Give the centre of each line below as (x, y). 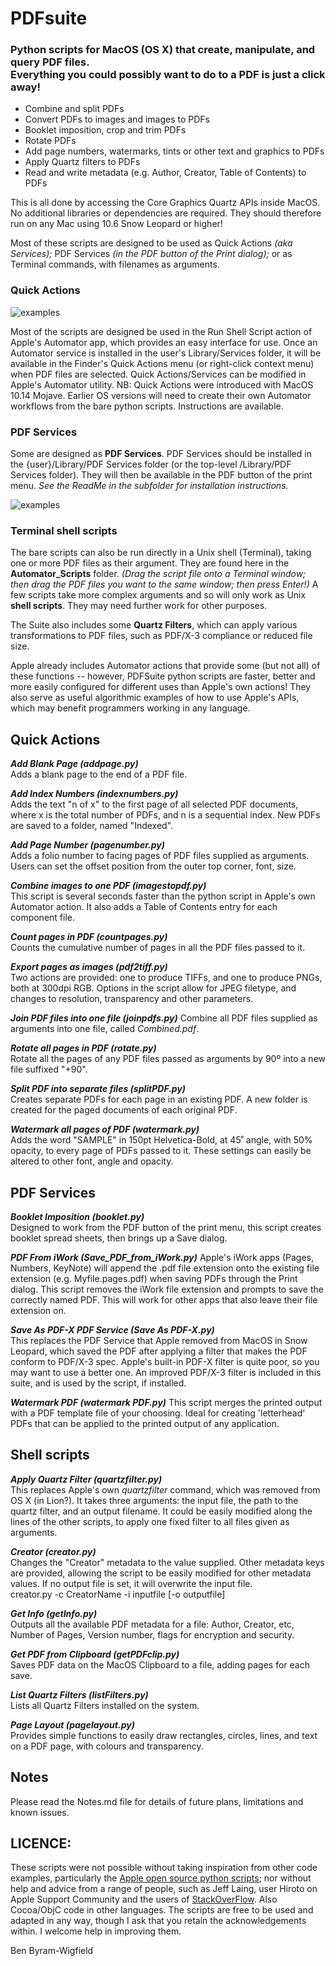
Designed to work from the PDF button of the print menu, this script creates (166, 1227)
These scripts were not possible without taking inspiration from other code (164, 1868)
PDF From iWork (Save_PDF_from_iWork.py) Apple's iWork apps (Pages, (162, 1257)
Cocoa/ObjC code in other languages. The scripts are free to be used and (162, 1910)
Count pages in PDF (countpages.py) (89, 937)
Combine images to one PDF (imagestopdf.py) (108, 886)
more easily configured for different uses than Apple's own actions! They (161, 687)
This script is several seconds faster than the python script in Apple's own (163, 896)
